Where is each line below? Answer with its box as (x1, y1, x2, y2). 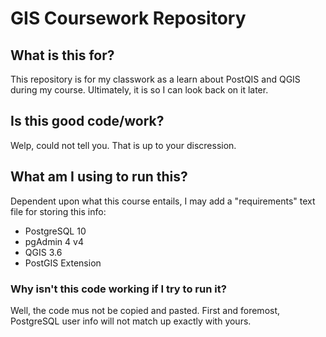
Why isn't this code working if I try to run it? (10, 282, 227, 296)
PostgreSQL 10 (24, 225, 87, 237)
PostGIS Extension (24, 257, 102, 269)
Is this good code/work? (10, 113, 165, 130)
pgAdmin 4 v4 (24, 235, 84, 247)
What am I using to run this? (10, 168, 188, 186)
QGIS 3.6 (24, 246, 63, 258)
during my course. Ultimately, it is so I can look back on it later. (10, 84, 269, 96)
